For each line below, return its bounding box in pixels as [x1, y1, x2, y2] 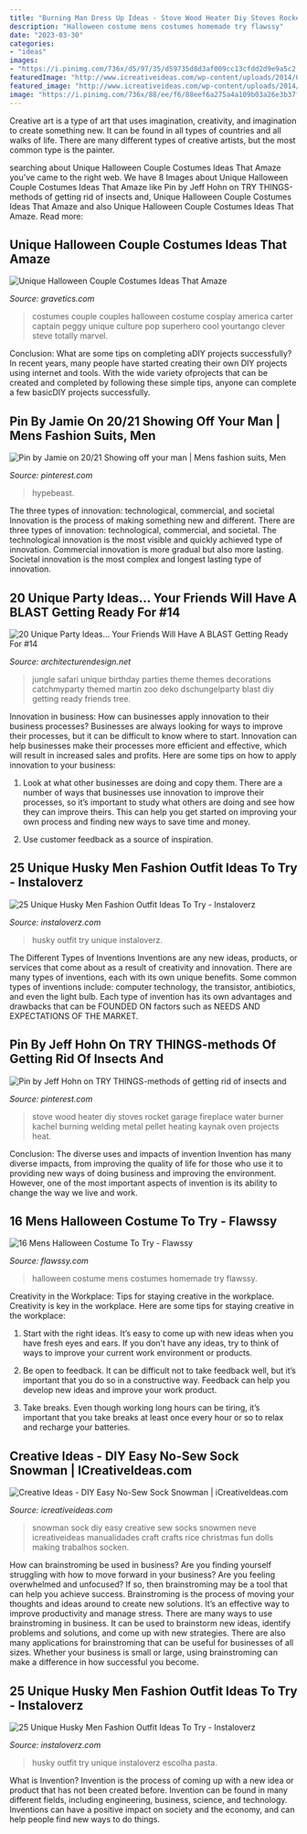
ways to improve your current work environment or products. [22, 1347, 253, 1358]
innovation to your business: [9, 759, 116, 770]
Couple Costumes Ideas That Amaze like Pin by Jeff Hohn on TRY [9, 181, 258, 192]
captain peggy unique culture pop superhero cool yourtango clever [31, 321, 285, 332]
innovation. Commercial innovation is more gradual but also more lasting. [9, 544, 284, 555]
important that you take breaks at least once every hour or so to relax [22, 1412, 284, 1423]
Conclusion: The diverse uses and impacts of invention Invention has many [9, 1148, 292, 1159]
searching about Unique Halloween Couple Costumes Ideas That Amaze [9, 162, 281, 173]
